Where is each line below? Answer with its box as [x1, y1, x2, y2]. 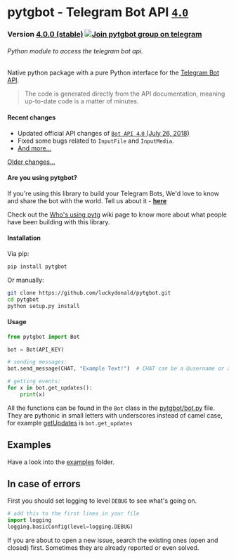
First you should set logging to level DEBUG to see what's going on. [7, 496, 197, 505]
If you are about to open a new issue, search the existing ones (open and [7, 536, 218, 544]
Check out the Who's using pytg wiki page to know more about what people [7, 210, 227, 219]
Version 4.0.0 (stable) [7, 30, 84, 39]
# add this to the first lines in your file [7, 510, 140, 518]
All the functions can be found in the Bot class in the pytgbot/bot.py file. [7, 404, 216, 412]
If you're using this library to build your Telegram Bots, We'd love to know [7, 189, 220, 198]
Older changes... [7, 158, 55, 166]
